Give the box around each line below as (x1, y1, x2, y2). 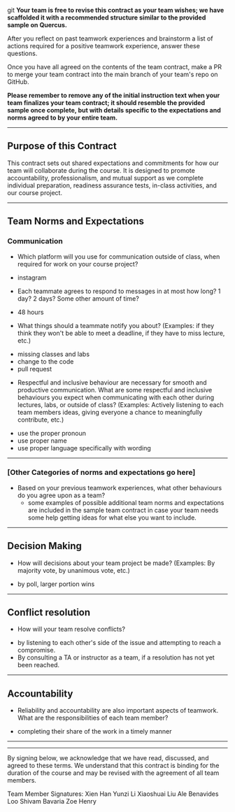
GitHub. (7, 78, 29, 86)
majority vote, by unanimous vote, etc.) (17, 566, 131, 574)
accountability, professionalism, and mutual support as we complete (7, 173, 204, 182)
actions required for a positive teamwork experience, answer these (7, 42, 201, 50)
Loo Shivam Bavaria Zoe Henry (7, 797, 97, 806)
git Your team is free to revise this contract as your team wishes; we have (7, 6, 225, 14)
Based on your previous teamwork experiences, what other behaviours (17, 483, 222, 492)
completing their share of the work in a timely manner (17, 727, 172, 736)
